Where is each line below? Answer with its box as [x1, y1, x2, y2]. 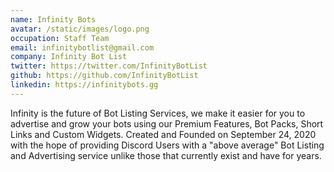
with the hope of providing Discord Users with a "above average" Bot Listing [10, 139, 325, 151]
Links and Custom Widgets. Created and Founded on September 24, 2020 [10, 128, 317, 140]
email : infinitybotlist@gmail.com [10, 42, 155, 53]
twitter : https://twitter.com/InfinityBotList [10, 61, 208, 71]
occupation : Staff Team [10, 33, 110, 43]
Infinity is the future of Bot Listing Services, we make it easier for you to [10, 107, 306, 119]
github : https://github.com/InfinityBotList [10, 71, 199, 81]
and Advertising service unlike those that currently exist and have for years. [10, 149, 322, 161]
